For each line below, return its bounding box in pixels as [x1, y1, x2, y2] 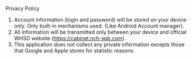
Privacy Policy [5, 5, 40, 12]
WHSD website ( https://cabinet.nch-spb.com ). [13, 35, 126, 41]
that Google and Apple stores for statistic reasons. [13, 47, 135, 54]
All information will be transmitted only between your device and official [13, 29, 187, 36]
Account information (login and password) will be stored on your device [13, 16, 187, 23]
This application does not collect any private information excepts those [13, 41, 185, 48]
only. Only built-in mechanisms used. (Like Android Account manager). [13, 23, 184, 29]
